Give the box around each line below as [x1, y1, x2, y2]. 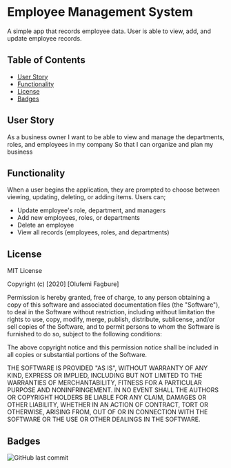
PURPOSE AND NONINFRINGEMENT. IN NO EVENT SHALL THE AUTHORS [7, 386, 219, 394]
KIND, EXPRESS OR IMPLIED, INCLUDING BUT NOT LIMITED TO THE [7, 372, 203, 380]
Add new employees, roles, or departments [17, 214, 140, 222]
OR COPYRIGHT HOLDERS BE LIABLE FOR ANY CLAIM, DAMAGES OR [7, 394, 207, 402]
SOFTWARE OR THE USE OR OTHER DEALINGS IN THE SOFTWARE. [7, 415, 201, 424]
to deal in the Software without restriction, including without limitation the [7, 308, 215, 316]
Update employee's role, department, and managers [17, 206, 166, 214]
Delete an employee [17, 221, 74, 230]
